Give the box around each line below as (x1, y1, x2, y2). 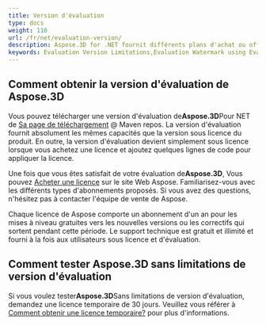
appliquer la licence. (8, 153, 74, 162)
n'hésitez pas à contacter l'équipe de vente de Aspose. (8, 193, 188, 203)
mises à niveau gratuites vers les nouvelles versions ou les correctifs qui (8, 217, 245, 227)
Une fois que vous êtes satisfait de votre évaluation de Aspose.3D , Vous (8, 168, 243, 178)
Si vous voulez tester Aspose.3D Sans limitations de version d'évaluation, (8, 291, 245, 300)
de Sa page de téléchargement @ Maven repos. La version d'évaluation (8, 120, 241, 129)
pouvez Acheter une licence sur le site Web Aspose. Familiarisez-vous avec (8, 177, 256, 186)
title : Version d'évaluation (8, 11, 104, 20)
